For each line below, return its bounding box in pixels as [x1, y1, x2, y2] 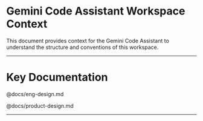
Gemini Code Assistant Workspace [6, 4, 185, 18]
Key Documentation [6, 71, 108, 84]
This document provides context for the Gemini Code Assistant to [6, 37, 169, 44]
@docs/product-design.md [6, 102, 74, 110]
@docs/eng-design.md [6, 90, 64, 97]
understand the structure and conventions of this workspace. [6, 44, 159, 51]
